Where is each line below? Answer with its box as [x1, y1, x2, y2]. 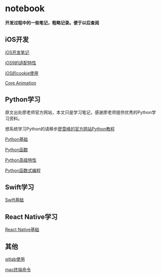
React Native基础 [5, 227, 40, 232]
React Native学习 [5, 212, 58, 221]
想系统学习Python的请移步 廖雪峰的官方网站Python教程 [5, 126, 115, 132]
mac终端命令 [5, 267, 31, 272]
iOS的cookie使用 [5, 70, 39, 76]
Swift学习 [5, 183, 34, 191]
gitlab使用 [5, 256, 25, 262]
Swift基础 [5, 197, 24, 203]
